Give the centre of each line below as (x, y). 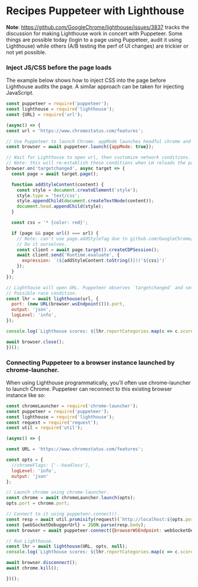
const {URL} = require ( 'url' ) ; (44, 114)
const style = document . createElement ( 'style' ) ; (77, 190)
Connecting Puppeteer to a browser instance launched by (90, 362)
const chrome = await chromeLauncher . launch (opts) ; (71, 498)
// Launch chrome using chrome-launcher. (58, 492)
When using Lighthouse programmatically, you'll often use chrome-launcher (98, 382)
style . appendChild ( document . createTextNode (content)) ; (85, 201)
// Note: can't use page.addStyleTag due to (72, 239)
